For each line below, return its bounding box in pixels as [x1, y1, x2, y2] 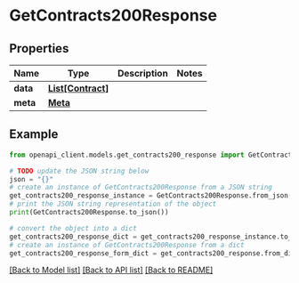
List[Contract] [47, 82, 109, 94]
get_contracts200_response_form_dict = [9, 248, 158, 258]
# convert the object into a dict [9, 223, 138, 232]
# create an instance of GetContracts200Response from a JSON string [9, 183, 273, 192]
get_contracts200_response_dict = [9, 232, 138, 241]
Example [9, 126, 59, 142]
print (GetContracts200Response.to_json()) [9, 208, 169, 217]
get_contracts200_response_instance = [9, 191, 153, 200]
